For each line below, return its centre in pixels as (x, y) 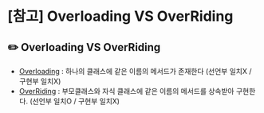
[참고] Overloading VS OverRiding (120, 16)
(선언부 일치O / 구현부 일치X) (75, 101)
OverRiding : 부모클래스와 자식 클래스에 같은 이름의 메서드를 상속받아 (126, 91)
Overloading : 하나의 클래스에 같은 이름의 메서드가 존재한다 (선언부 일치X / (135, 71)
